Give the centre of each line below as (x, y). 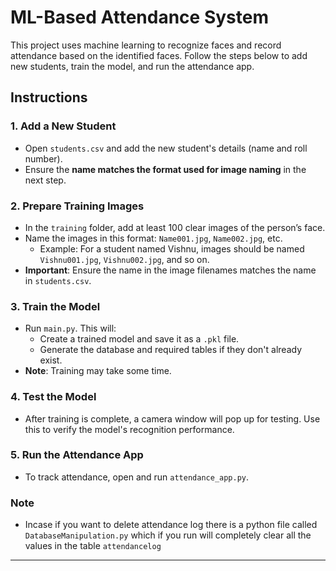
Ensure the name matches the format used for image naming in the (165, 169)
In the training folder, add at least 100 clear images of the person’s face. (175, 227)
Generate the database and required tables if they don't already (171, 350)
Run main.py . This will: (70, 328)
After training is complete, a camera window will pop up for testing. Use (172, 418)
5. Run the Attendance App (77, 455)
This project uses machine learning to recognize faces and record (146, 45)
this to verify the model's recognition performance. (129, 429)
